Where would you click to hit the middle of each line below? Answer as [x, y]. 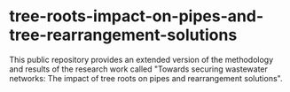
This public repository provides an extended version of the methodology [141, 59]
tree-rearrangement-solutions [123, 35]
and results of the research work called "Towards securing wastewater [139, 69]
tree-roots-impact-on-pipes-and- [137, 16]
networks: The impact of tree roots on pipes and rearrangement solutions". [146, 78]
